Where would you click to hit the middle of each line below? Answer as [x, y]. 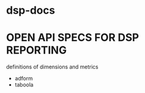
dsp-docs [31, 10]
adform [24, 79]
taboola [24, 85]
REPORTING [37, 50]
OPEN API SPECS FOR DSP [73, 38]
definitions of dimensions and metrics [52, 67]
